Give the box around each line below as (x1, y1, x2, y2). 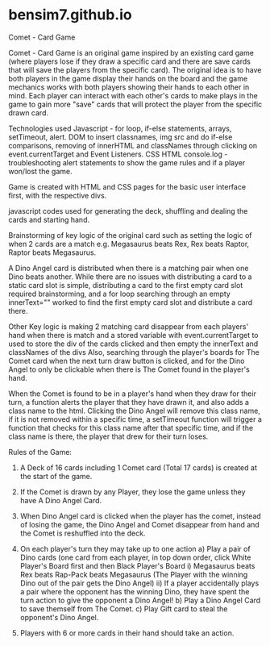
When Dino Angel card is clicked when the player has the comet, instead (19, 511, 262, 521)
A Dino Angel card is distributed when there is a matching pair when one (8, 263, 249, 273)
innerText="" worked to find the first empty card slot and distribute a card (8, 297, 253, 307)
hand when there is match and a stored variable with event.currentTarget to (8, 330, 259, 340)
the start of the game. (19, 471, 93, 481)
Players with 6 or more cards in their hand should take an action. (19, 627, 235, 638)
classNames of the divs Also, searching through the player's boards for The (8, 347, 260, 356)
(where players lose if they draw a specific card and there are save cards (8, 56, 251, 66)
